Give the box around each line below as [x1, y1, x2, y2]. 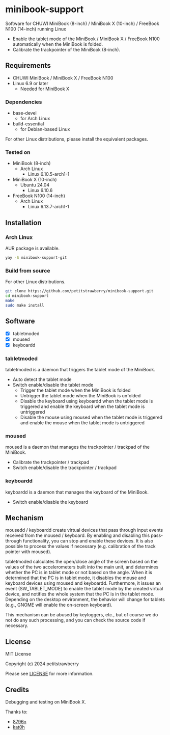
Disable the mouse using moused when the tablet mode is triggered [20, 414, 163, 420]
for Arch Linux [20, 116, 50, 122]
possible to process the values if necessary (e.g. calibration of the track [5, 543, 156, 550]
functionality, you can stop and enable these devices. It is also [22, 538, 154, 544]
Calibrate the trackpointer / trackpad [12, 459, 90, 466]
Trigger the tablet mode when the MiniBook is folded [20, 387, 131, 393]
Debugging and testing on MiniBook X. [5, 699, 87, 705]
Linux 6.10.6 [27, 187, 53, 194]
